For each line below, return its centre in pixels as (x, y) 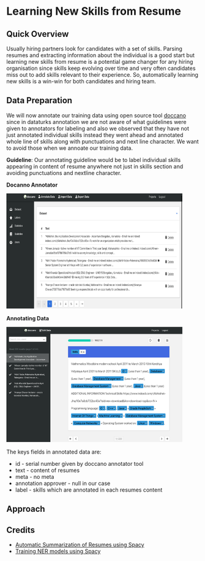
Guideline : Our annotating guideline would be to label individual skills (94, 160)
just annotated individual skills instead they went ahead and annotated (95, 135)
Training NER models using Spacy (58, 551)
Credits (21, 530)
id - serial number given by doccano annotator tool (79, 463)
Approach (26, 509)
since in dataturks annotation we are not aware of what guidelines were (96, 122)
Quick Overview (38, 34)
